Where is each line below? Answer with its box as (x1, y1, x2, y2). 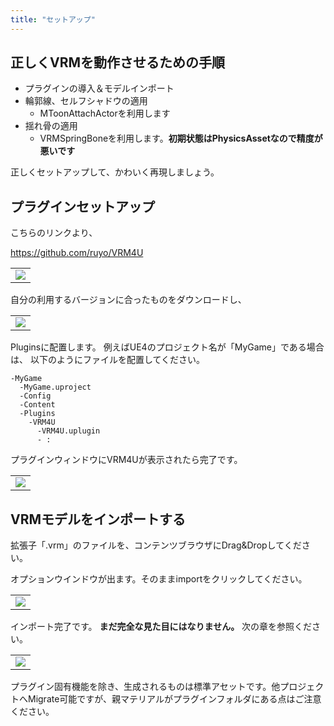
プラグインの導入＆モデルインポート (24, 82, 175, 95)
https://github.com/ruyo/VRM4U (10, 247, 144, 259)
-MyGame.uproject (19, 382, 92, 393)
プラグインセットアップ (10, 198, 155, 215)
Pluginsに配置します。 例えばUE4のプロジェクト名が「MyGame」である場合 (10, 341, 325, 353)
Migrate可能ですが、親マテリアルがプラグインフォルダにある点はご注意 (27, 693, 322, 705)
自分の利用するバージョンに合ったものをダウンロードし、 (10, 294, 247, 306)
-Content (19, 400, 56, 410)
